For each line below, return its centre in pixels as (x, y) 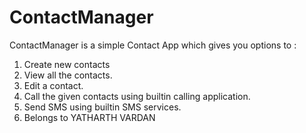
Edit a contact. (53, 85)
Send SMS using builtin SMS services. (102, 107)
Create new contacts (67, 64)
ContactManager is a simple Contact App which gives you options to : (153, 45)
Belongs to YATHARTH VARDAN (89, 117)
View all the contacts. (68, 75)
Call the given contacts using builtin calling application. (137, 96)
